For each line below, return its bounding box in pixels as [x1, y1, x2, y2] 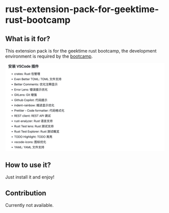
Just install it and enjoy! [5, 174, 55, 180]
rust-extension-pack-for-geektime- [5, 4, 159, 15]
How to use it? [5, 161, 51, 169]
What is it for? [5, 34, 51, 43]
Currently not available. [5, 202, 54, 208]
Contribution [5, 189, 47, 197]
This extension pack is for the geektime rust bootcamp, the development [5, 48, 157, 54]
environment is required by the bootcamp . [5, 53, 93, 59]
